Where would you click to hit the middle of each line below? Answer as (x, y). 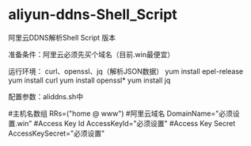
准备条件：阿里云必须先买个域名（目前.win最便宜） (91, 54)
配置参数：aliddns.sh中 (46, 96)
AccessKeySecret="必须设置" (57, 133)
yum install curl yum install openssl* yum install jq (89, 80)
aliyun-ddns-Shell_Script (93, 15)
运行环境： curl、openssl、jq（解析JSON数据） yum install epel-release (126, 71)
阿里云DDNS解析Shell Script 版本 (62, 37)
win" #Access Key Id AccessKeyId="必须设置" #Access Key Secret (126, 123)
